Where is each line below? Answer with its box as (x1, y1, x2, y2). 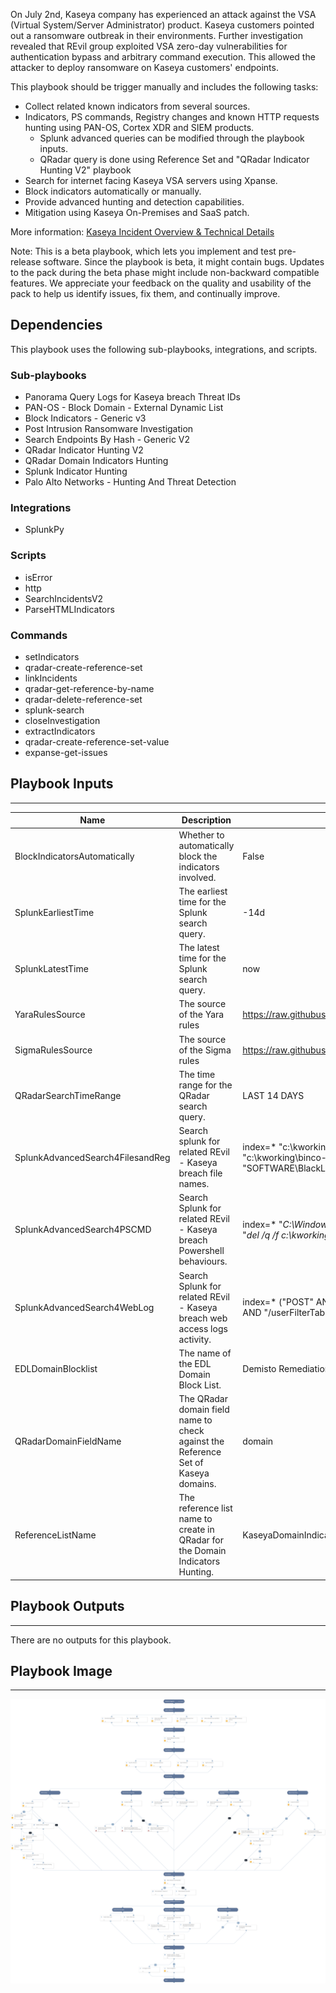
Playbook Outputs (10, 1598, 125, 1615)
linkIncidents (24, 672, 78, 684)
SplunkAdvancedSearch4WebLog (14, 1301, 155, 1313)
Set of (178, 1457, 204, 1469)
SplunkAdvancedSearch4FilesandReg (14, 1151, 171, 1163)
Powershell (178, 1245, 225, 1257)
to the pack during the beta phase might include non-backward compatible (10, 267, 320, 278)
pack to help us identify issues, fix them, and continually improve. (10, 288, 281, 299)
